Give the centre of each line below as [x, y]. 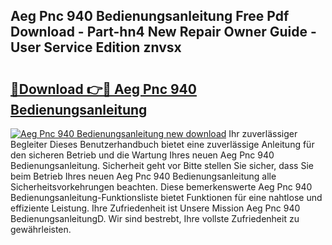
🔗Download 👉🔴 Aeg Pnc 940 [103, 89]
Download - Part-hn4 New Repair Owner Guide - [163, 32]
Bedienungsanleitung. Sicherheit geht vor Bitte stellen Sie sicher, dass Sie [162, 165]
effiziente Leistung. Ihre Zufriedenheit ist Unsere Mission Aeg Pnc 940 [155, 208]
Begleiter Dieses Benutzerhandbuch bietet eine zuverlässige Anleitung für [162, 144]
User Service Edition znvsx [96, 47]
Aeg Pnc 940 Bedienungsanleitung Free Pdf [150, 16]
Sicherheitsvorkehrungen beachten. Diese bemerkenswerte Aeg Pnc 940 [161, 187]
